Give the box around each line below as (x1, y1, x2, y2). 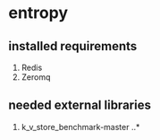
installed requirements (8, 39, 138, 54)
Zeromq (21, 72, 51, 83)
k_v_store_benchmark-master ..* (21, 121, 140, 132)
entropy (8, 3, 69, 23)
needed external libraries (8, 98, 151, 113)
